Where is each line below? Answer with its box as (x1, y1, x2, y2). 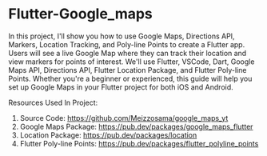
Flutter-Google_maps (8, 5, 153, 23)
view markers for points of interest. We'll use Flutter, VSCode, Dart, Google (8, 57, 255, 66)
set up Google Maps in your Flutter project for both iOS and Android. (8, 82, 233, 92)
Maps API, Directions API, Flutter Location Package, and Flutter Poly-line (8, 65, 247, 74)
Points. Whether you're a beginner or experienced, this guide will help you (8, 74, 253, 83)
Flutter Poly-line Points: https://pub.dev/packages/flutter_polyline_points (19, 138, 259, 148)
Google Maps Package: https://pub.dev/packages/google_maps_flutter (19, 122, 253, 131)
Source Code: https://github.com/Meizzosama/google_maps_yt (19, 113, 229, 122)
